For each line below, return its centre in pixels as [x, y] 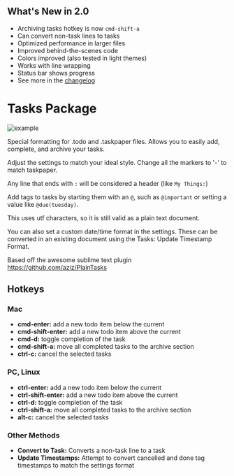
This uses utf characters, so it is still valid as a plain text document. [104, 218]
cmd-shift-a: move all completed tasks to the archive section [105, 347]
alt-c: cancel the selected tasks [63, 417]
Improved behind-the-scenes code [68, 50]
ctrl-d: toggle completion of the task [70, 402]
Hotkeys [26, 289]
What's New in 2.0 [48, 12]
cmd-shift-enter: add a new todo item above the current [99, 332]
